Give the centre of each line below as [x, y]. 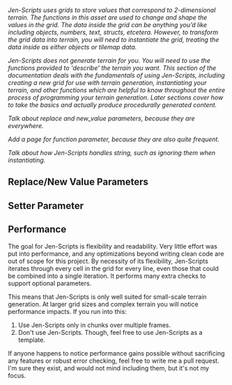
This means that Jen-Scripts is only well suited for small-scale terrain [108, 297]
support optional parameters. [50, 283]
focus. [17, 375]
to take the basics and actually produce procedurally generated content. [113, 105]
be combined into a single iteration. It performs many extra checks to [107, 276]
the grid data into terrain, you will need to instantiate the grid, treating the [114, 40]
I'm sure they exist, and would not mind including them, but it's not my [109, 368]
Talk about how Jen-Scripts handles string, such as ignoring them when [112, 153]
